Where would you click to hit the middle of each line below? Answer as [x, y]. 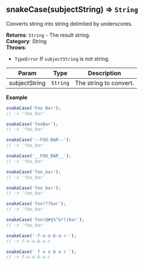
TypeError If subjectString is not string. [62, 58]
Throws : [16, 47]
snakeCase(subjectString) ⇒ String [72, 10]
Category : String [26, 41]
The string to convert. [104, 83]
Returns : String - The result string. [48, 35]
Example [17, 97]
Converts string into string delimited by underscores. [69, 23]
